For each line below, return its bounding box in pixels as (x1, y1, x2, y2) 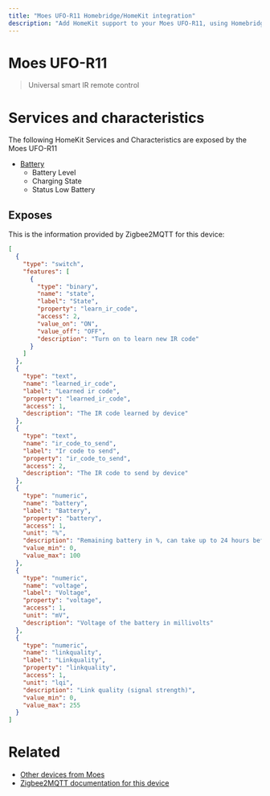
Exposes (8, 208, 53, 222)
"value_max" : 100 (22, 552, 81, 560)
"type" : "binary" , (37, 282, 99, 290)
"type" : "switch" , (22, 260, 84, 268)
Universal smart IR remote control (27, 80, 140, 90)
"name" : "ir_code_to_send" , (22, 439, 117, 447)
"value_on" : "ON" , (37, 319, 99, 328)
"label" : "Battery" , (22, 507, 92, 515)
